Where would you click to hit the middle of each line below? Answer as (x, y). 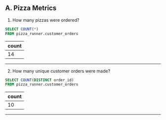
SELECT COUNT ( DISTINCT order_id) (40, 80)
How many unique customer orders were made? (61, 71)
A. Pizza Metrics (31, 8)
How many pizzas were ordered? (46, 20)
